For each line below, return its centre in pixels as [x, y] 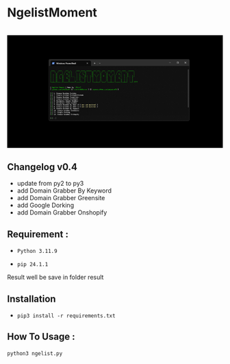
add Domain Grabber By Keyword [64, 191]
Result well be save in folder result [55, 277]
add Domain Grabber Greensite [61, 198]
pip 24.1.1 [33, 265]
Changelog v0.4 [42, 167]
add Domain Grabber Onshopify [62, 213]
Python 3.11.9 [37, 252]
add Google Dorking [45, 205]
